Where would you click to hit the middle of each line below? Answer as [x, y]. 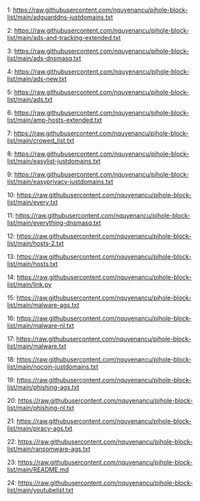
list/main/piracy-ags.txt [40, 428]
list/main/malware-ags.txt [43, 305]
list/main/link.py [29, 284]
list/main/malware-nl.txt [40, 326]
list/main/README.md [38, 469]
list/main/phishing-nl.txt [40, 408]
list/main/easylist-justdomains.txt [54, 161]
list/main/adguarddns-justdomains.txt [60, 17]
